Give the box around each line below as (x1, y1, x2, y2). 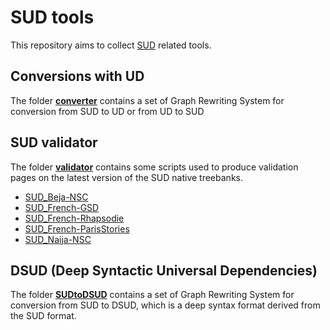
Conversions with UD (10, 68, 145, 85)
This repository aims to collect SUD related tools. (10, 39, 212, 51)
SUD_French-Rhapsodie (24, 212, 125, 224)
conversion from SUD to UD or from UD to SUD (10, 105, 205, 117)
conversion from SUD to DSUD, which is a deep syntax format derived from (10, 299, 321, 311)
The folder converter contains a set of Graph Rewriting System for (10, 94, 285, 106)
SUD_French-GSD (24, 201, 100, 213)
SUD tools (10, 6, 95, 29)
